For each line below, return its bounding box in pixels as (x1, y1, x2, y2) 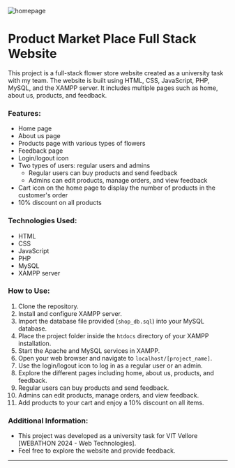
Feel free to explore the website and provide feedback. (17, 446, 176, 455)
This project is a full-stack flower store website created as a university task (8, 68, 224, 77)
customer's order (17, 191, 68, 199)
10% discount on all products (17, 199, 102, 207)
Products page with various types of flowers (17, 139, 146, 148)
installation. (17, 339, 52, 347)
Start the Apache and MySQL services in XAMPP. (17, 346, 160, 355)
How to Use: (8, 286, 50, 296)
